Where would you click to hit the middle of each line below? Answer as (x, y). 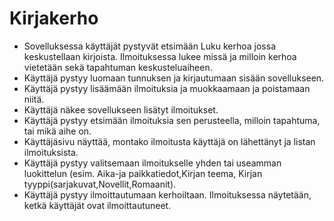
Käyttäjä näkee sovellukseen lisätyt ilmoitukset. (121, 109)
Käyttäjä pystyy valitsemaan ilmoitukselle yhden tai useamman (152, 163)
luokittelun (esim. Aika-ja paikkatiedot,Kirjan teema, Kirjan (143, 173)
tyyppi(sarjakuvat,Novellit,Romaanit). (100, 184)
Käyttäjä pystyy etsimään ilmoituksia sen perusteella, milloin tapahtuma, (172, 120)
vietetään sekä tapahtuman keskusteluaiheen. (118, 67)
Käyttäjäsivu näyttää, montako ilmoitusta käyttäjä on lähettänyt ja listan (169, 141)
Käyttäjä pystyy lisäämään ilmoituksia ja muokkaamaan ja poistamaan (167, 88)
